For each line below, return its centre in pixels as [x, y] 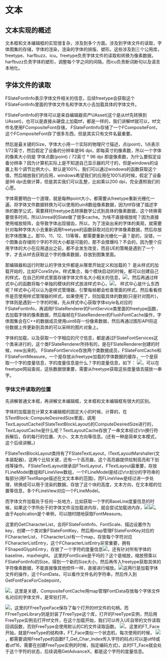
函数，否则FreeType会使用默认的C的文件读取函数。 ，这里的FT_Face [87, 627]
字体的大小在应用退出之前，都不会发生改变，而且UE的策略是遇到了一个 [82, 248]
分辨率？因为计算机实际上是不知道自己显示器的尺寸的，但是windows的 [82, 163]
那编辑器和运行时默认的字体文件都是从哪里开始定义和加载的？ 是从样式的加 [82, 265]
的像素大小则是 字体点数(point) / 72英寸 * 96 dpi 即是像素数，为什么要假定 [81, 156]
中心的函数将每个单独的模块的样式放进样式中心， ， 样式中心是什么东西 [84, 283]
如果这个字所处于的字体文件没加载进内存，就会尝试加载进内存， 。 [86, 508]
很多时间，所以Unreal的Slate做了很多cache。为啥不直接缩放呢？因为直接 [84, 217]
